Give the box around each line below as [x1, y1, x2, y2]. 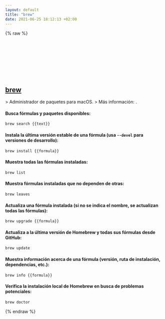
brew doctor [5, 299, 30, 304]
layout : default [5, 7, 39, 13]
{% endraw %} [5, 308, 36, 314]
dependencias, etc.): [5, 261, 49, 267]
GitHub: [5, 234, 22, 240]
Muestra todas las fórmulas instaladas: [5, 159, 88, 165]
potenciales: [5, 288, 32, 294]
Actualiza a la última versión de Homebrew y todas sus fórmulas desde [5, 229, 156, 235]
